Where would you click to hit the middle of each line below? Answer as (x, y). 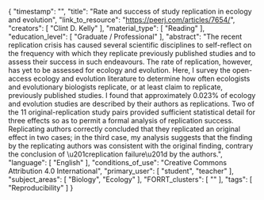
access (20, 79)
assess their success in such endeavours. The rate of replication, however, (130, 62)
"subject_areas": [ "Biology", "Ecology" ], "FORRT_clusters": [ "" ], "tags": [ (130, 179)
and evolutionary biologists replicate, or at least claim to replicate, (116, 87)
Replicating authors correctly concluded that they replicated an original (124, 129)
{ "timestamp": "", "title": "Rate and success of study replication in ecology (130, 11)
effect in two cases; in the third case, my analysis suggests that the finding (130, 137)
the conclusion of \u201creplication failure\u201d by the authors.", (116, 154)
